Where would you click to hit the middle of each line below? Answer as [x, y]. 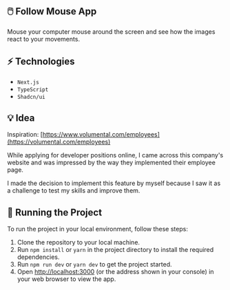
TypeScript [33, 89]
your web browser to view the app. [66, 279]
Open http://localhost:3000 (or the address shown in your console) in [116, 272]
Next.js [28, 82]
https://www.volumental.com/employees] [101, 135]
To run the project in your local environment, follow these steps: [97, 229]
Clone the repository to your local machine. [78, 242]
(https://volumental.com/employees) [59, 142]
